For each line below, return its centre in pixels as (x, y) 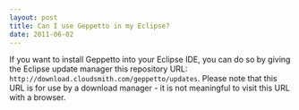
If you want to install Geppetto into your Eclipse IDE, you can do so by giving (150, 60)
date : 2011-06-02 (42, 34)
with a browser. (38, 97)
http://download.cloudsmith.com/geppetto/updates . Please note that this (143, 79)
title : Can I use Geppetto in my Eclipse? (90, 26)
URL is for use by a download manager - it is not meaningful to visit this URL (150, 88)
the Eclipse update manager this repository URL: (98, 69)
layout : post (34, 17)
